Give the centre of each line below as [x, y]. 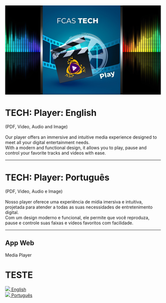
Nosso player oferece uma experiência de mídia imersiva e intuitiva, [74, 202]
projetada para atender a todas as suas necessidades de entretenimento [79, 207]
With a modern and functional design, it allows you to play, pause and [76, 148]
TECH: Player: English [51, 113]
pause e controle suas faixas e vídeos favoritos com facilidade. [69, 223]
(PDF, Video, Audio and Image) [37, 126]
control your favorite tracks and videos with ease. [56, 153]
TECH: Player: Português [57, 177]
